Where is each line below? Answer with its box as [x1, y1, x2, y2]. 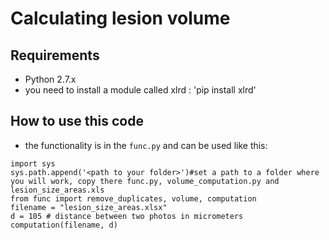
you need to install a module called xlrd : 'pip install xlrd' [24, 84, 257, 96]
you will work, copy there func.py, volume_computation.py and [10, 176, 280, 186]
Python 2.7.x [24, 73, 77, 85]
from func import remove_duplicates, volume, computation [10, 193, 257, 204]
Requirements [10, 47, 100, 64]
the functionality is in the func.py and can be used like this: [24, 139, 268, 151]
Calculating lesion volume [10, 7, 231, 30]
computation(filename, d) [10, 220, 118, 230]
